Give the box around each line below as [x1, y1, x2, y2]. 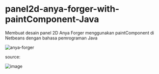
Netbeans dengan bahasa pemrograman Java [5, 35, 98, 41]
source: [5, 54, 21, 59]
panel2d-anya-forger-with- [5, 3, 119, 15]
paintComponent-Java [5, 14, 99, 25]
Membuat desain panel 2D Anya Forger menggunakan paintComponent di [5, 30, 155, 36]
